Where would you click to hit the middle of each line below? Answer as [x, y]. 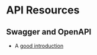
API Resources [43, 10]
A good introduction [39, 46]
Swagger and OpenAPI [49, 32]
